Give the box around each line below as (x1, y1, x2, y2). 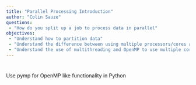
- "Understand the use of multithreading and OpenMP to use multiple (8, 47, 181, 53)
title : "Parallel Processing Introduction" (6, 8, 114, 15)
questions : (6, 19, 33, 25)
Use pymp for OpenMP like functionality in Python (6, 72, 127, 79)
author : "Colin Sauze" (6, 14, 61, 20)
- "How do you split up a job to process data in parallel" (8, 25, 158, 31)
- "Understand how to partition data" (8, 36, 103, 42)
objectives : (6, 30, 35, 36)
